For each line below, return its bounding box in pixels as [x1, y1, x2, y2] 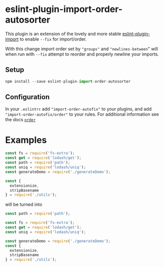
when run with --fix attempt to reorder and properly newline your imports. [5, 51, 159, 57]
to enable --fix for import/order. [19, 36, 87, 42]
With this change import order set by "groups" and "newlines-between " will [5, 46, 158, 52]
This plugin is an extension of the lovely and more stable [5, 31, 121, 37]
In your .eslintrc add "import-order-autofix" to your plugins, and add [5, 106, 151, 112]
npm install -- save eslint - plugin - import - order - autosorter [5, 79, 131, 84]
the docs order [5, 117, 36, 123]
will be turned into [5, 201, 42, 207]
